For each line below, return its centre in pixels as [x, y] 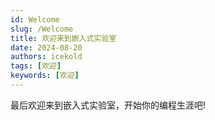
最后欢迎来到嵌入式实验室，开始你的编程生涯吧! [108, 105]
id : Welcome [35, 19]
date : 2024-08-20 [46, 47]
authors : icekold [46, 57]
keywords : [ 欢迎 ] [45, 76]
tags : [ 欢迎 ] [36, 66]
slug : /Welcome [42, 29]
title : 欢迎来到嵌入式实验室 [63, 38]
